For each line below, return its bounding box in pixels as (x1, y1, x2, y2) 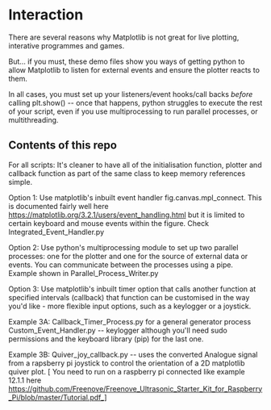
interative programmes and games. (8, 40, 125, 50)
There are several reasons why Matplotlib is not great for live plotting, (8, 32, 240, 42)
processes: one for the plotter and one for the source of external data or (8, 251, 248, 261)
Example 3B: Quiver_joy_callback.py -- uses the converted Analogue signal (8, 349, 258, 359)
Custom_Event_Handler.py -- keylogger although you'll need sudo (8, 325, 227, 335)
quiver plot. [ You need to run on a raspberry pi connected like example (8, 366, 245, 376)
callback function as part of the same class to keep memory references (8, 168, 246, 178)
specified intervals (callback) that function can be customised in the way (8, 292, 250, 302)
